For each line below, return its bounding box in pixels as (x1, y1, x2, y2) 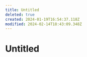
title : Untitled (5, 7, 39, 13)
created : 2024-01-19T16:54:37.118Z (5, 17, 80, 22)
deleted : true (5, 12, 35, 17)
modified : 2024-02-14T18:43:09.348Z (5, 21, 82, 27)
